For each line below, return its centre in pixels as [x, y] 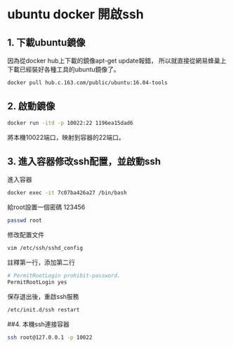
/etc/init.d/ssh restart [44, 309]
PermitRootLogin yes [38, 282]
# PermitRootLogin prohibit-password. [64, 276]
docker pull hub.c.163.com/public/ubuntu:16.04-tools [88, 83]
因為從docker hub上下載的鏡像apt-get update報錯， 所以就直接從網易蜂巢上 [117, 61]
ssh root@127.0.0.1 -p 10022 [50, 337]
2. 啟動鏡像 [31, 106]
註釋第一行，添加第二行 [41, 262]
